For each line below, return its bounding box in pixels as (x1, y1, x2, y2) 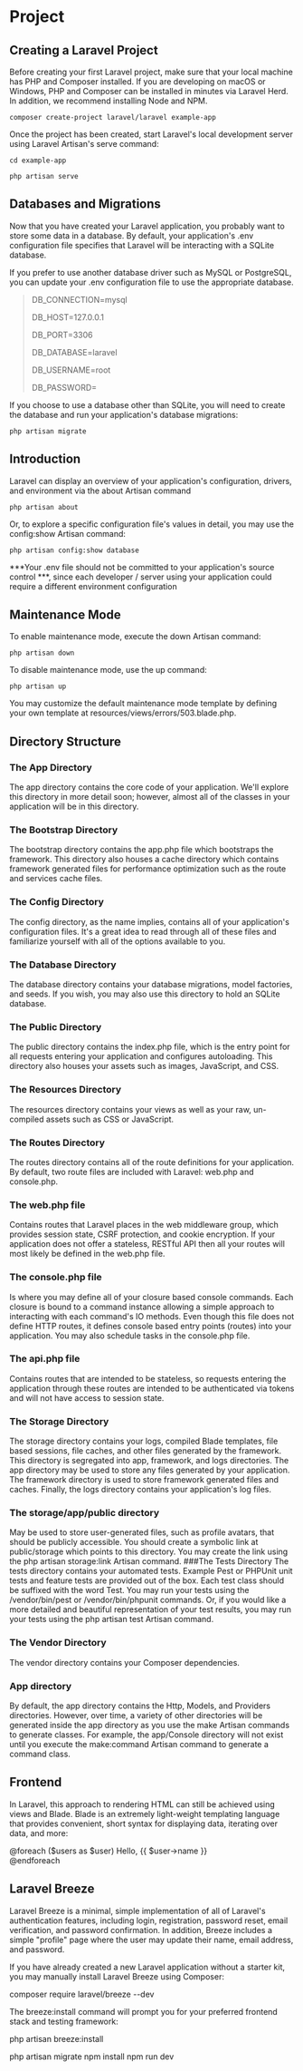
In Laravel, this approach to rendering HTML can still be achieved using (9, 1798, 276, 1810)
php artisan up (9, 682, 67, 691)
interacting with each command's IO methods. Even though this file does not (9, 1310, 295, 1321)
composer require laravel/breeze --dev (9, 1988, 155, 1999)
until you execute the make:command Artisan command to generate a (9, 1738, 270, 1749)
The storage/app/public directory (9, 1507, 160, 1520)
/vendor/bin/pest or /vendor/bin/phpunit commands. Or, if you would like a (9, 1594, 287, 1606)
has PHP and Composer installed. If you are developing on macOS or (9, 76, 266, 87)
